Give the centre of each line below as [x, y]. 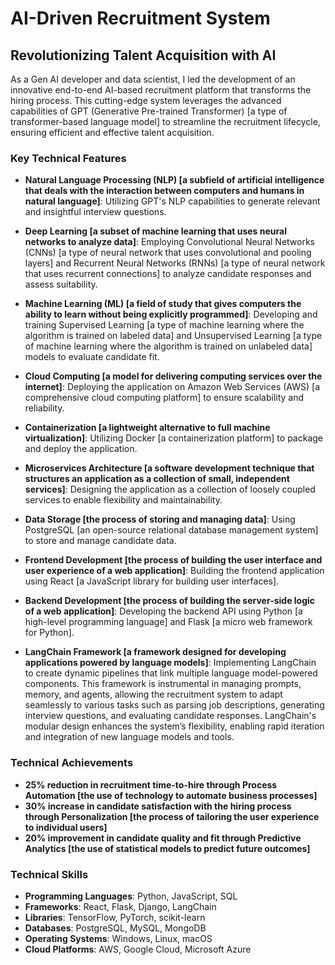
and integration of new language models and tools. [129, 737]
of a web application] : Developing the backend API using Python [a [163, 611]
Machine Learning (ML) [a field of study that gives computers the [163, 304]
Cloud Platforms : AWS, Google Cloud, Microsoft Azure [138, 949]
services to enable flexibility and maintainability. [123, 500]
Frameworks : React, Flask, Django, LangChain [120, 906]
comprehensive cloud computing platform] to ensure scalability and [164, 398]
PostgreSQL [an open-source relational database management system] [171, 530]
